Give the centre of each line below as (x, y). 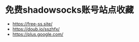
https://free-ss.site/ (32, 24)
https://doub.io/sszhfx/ (36, 29)
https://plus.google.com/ (38, 34)
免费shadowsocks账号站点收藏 (69, 10)
